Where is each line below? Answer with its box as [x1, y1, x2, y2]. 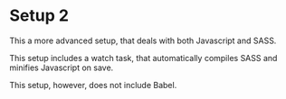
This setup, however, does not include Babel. [9, 79, 177, 90]
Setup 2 [9, 5, 70, 26]
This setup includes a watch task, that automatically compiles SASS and [9, 52, 278, 63]
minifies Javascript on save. [9, 62, 114, 73]
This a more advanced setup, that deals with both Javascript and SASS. [9, 35, 277, 46]
